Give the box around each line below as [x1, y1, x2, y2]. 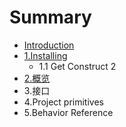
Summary [9, 6, 92, 29]
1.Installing [23, 49, 68, 61]
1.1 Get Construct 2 [38, 60, 117, 72]
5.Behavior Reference [23, 106, 114, 118]
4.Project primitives [23, 96, 104, 108]
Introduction [23, 39, 75, 51]
